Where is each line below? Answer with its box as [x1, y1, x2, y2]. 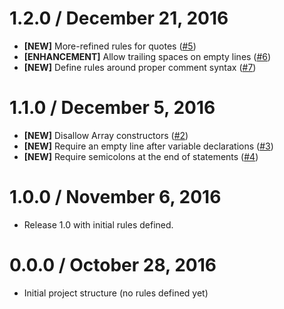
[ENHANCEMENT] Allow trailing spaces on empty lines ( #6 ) [23, 50, 272, 62]
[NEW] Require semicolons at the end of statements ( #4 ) [23, 150, 259, 162]
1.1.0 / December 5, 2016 [9, 97, 216, 119]
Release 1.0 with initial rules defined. [23, 218, 174, 231]
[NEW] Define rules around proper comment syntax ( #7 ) [23, 61, 257, 73]
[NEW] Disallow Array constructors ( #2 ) [23, 129, 189, 141]
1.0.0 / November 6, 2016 [9, 186, 222, 209]
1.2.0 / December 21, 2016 [9, 7, 229, 30]
